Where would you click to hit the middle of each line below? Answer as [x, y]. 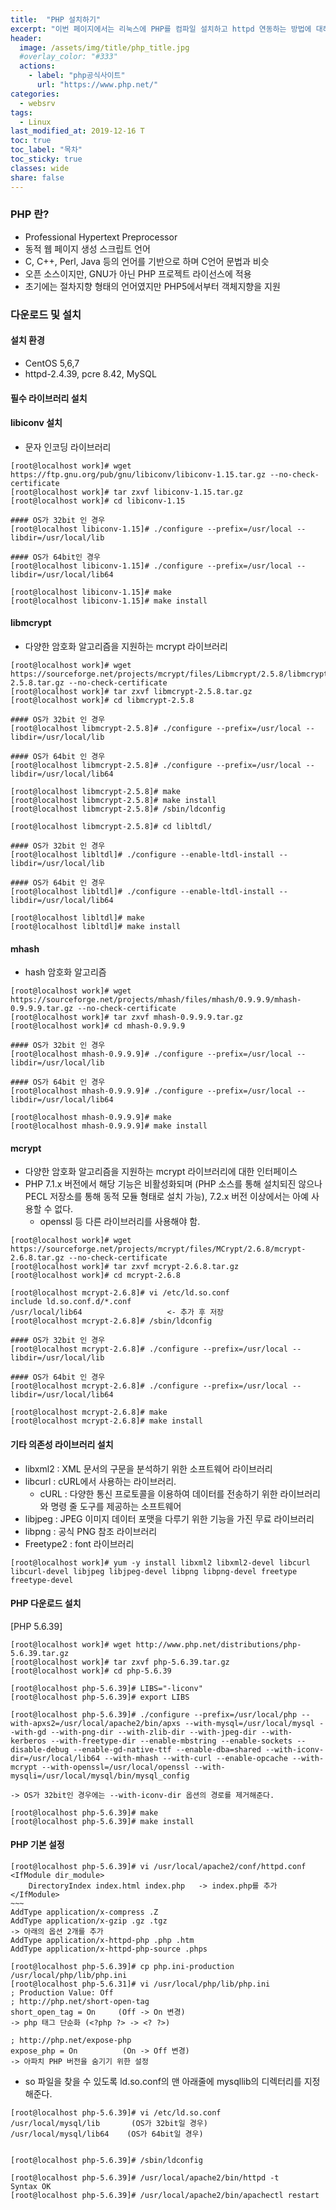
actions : [37, 66]
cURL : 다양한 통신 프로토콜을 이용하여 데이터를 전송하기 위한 [158, 1493]
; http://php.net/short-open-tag [80, 2001]
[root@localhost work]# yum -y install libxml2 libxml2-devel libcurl [160, 1562]
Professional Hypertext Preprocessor [101, 237]
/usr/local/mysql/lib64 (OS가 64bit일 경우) [107, 2134]
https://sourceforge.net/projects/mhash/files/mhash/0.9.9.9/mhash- [156, 1000]
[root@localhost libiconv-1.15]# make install [109, 601]
